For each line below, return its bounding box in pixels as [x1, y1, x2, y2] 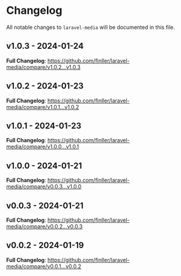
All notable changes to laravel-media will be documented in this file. [6, 24, 176, 31]
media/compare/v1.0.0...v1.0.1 [6, 143, 79, 151]
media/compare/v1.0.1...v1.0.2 [6, 103, 79, 110]
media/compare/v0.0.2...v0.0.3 [6, 223, 83, 230]
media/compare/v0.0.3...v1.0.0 [6, 183, 82, 190]
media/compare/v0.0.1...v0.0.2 [6, 263, 81, 270]
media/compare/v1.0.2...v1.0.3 [6, 63, 81, 71]
